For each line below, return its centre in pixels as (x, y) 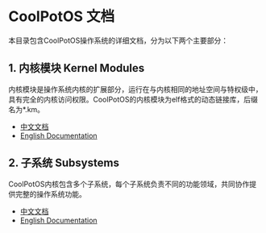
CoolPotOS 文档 (62, 17)
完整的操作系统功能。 (50, 193)
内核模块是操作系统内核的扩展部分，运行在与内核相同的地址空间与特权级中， (135, 89)
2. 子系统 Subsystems (64, 163)
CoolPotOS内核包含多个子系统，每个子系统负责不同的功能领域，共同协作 (129, 184)
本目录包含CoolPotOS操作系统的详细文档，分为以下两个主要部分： (118, 40)
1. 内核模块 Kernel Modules (77, 68)
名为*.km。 (27, 109)
